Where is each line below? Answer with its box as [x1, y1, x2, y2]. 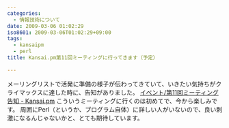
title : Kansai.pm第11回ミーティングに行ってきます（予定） [7, 54, 159, 61]
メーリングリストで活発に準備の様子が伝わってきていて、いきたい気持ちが [7, 80, 216, 88]
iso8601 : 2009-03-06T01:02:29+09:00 [7, 29, 111, 36]
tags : [7, 35, 23, 42]
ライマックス [7, 88, 43, 96]
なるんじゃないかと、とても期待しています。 [18, 114, 144, 122]
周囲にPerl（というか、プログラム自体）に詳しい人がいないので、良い [20, 105, 217, 113]
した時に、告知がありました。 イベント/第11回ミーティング [54, 88, 219, 96]
